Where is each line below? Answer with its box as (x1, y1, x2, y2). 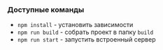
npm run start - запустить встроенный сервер (17, 35, 156, 44)
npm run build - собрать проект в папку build (17, 28, 154, 36)
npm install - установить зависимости (17, 21, 134, 29)
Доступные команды (7, 5, 85, 15)
